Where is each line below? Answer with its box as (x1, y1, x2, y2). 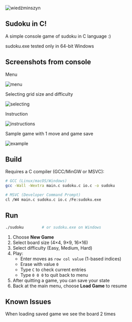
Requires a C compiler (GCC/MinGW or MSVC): (5, 169, 104, 175)
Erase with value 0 (20, 261, 59, 267)
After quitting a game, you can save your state (12, 277, 110, 283)
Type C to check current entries (20, 266, 87, 273)
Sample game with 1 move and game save (5, 130, 93, 137)
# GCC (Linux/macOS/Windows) (5, 178, 67, 183)
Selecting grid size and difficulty (5, 91, 73, 97)
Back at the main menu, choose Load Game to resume (12, 283, 127, 289)
